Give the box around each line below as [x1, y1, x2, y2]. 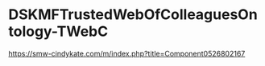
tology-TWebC [8, 22, 109, 41]
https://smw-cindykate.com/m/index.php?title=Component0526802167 [8, 49, 246, 58]
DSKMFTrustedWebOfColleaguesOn [8, 6, 258, 24]
